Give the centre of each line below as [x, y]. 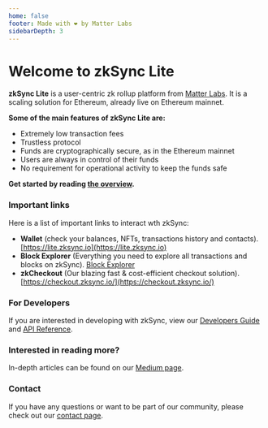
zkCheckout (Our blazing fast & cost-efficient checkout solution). [130, 273]
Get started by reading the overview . [71, 184]
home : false [28, 16]
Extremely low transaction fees [72, 134]
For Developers [39, 303]
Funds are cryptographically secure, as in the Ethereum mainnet [128, 151]
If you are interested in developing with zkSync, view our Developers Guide [134, 320]
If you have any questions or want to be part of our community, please [126, 406]
